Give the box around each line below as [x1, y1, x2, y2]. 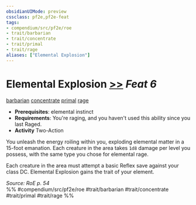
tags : [6, 19, 19, 25]
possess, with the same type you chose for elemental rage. [6, 151, 149, 158]
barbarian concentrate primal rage [6, 97, 89, 104]
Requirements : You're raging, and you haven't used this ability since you [14, 114, 191, 121]
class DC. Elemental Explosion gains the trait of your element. [6, 168, 154, 175]
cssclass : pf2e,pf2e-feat [6, 14, 69, 20]
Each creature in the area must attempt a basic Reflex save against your [6, 162, 180, 169]
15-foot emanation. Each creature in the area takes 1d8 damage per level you [6, 144, 191, 151]
